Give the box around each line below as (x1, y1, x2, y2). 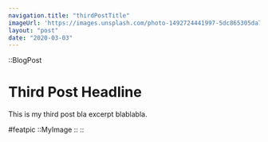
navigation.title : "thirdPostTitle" (8, 11, 130, 20)
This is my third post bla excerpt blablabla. (8, 109, 148, 119)
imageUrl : (8, 19, 41, 27)
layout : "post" (8, 26, 59, 34)
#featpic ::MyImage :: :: (8, 125, 85, 135)
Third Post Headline (8, 83, 142, 102)
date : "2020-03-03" (8, 33, 73, 42)
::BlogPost (8, 56, 42, 65)
